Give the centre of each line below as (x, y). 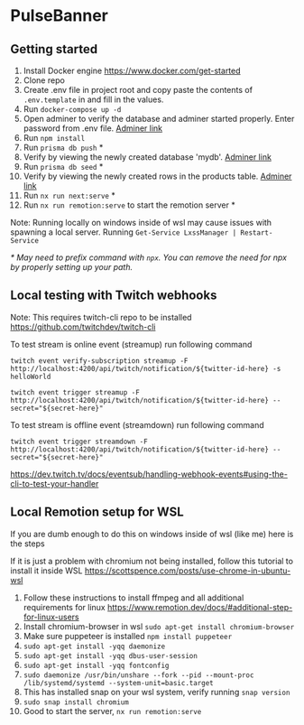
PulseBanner (60, 16)
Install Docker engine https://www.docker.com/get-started (132, 70)
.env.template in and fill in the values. (93, 99)
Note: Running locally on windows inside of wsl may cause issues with (141, 223)
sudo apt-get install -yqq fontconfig (96, 665)
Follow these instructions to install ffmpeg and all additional (134, 598)
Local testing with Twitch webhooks (114, 296)
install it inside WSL (46, 571)
